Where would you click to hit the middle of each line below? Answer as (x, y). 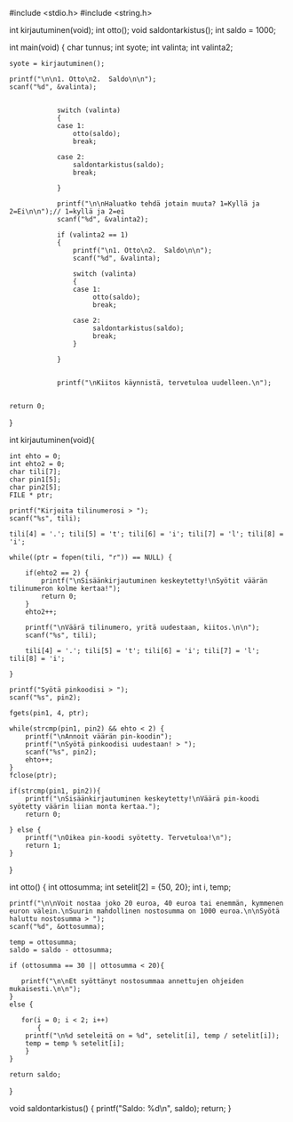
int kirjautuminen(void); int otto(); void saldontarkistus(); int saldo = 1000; (143, 30)
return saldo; (36, 1075)
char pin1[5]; (36, 480)
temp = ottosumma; (43, 942)
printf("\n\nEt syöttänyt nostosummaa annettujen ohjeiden (132, 981)
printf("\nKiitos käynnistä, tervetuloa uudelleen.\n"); (164, 383)
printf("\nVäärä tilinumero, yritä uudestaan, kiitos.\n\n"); (143, 627)
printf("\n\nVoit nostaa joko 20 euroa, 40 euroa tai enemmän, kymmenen (146, 903)
